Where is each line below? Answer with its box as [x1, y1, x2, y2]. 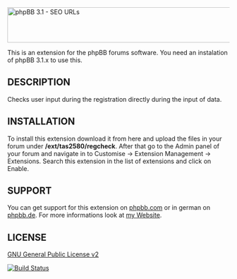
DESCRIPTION [7, 76, 71, 88]
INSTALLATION [7, 116, 75, 128]
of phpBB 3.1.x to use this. [7, 56, 83, 64]
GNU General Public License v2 [7, 250, 99, 259]
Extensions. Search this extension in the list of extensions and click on [7, 157, 212, 165]
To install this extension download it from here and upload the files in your [7, 134, 222, 143]
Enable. [7, 164, 30, 172]
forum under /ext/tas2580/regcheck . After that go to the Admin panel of [7, 141, 220, 150]
